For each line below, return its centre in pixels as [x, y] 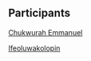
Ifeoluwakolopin [34, 48]
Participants [39, 13]
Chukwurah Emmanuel [45, 32]
